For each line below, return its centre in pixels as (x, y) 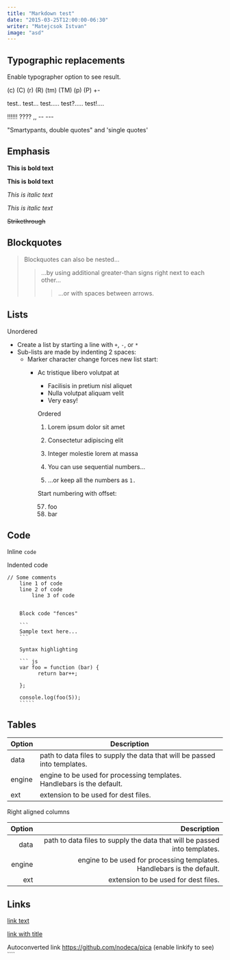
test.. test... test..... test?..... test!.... (56, 104)
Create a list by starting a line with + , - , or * (78, 344)
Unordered (22, 331)
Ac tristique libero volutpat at (78, 372)
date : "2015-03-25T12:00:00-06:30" (58, 20)
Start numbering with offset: (77, 493)
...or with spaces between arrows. (106, 293)
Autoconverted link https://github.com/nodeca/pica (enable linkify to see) (111, 947)
